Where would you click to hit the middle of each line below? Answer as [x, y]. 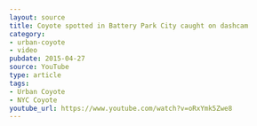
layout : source [37, 17]
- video [24, 51]
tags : [19, 83]
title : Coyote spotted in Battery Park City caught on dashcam [129, 26]
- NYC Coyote [33, 100]
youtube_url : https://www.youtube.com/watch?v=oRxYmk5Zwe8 [121, 108]
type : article [36, 75]
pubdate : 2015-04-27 [48, 59]
